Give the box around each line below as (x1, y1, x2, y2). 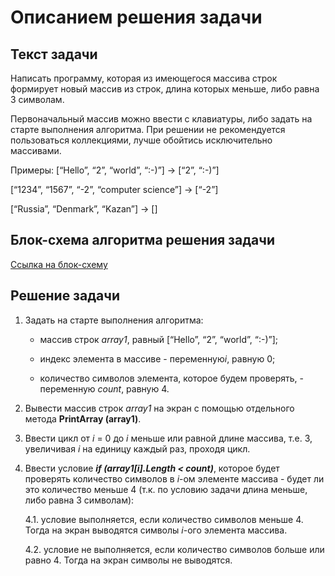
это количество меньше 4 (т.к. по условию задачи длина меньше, (24, 483, 308, 495)
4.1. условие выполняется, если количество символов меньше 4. (24, 513, 304, 525)
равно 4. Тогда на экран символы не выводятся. (24, 554, 233, 566)
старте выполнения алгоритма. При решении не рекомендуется (10, 124, 286, 135)
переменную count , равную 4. (39, 382, 170, 395)
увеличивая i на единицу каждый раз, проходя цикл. (24, 442, 251, 455)
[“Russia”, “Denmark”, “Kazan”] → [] (10, 203, 158, 215)
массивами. (10, 145, 62, 156)
